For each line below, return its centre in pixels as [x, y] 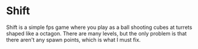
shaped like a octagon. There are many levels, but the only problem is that [96, 33]
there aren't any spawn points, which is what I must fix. [74, 40]
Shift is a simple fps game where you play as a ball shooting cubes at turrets [99, 27]
